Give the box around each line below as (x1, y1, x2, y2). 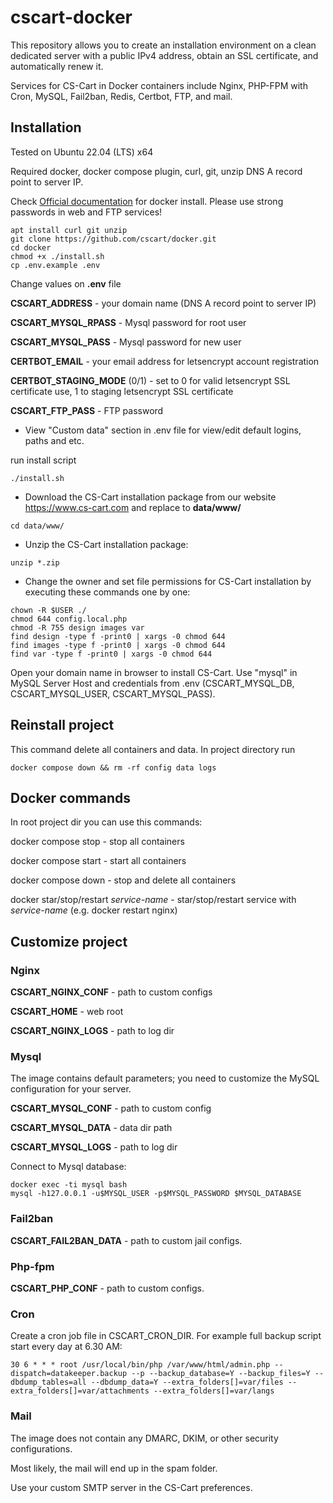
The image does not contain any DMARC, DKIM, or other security (10, 1432, 279, 1444)
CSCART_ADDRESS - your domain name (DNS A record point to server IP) (10, 297, 317, 309)
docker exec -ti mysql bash (10, 1180, 128, 1190)
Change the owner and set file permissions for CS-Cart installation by (24, 575, 312, 587)
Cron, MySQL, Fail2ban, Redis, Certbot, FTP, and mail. (10, 90, 233, 102)
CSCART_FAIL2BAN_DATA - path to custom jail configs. (10, 1234, 243, 1246)
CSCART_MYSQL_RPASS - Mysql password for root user (10, 316, 247, 328)
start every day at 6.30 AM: (10, 1341, 123, 1353)
